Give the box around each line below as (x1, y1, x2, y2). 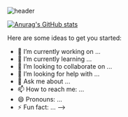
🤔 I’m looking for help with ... (17, 70, 100, 78)
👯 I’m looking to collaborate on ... (17, 62, 113, 70)
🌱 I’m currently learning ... (17, 55, 92, 63)
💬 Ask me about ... (17, 77, 71, 85)
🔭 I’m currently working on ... (17, 48, 101, 55)
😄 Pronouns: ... (17, 95, 63, 103)
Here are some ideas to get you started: (7, 34, 122, 42)
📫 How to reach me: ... (17, 85, 85, 93)
